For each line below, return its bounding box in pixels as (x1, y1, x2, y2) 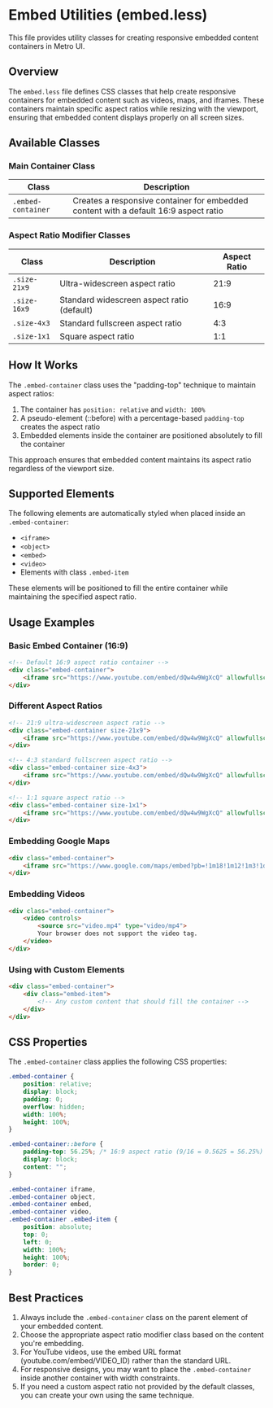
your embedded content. (19, 1321, 104, 1331)
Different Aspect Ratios (8, 700, 103, 711)
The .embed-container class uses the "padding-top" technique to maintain (8, 380, 256, 390)
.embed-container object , (8, 1192, 96, 1201)
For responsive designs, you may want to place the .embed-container (19, 1364, 252, 1374)
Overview (8, 65, 59, 79)
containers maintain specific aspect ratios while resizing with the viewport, (8, 103, 258, 113)
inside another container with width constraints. (19, 1373, 180, 1383)
